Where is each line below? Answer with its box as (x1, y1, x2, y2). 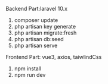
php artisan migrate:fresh (14, 29, 77, 36)
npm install (14, 65, 42, 72)
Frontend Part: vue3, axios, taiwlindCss (5, 54, 102, 60)
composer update (14, 17, 58, 23)
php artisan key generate (14, 23, 76, 30)
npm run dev (14, 71, 46, 78)
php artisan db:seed (14, 36, 64, 42)
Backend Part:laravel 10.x (5, 5, 68, 12)
